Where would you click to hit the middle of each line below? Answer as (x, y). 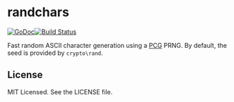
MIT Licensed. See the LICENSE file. (60, 91)
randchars (38, 12)
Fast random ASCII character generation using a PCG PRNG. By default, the (117, 45)
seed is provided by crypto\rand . (55, 53)
